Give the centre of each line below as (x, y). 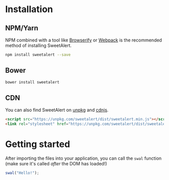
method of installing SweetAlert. (38, 46)
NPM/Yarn (22, 28)
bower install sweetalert (32, 82)
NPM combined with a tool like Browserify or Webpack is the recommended (84, 40)
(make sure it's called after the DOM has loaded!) (56, 164)
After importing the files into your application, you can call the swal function (83, 158)
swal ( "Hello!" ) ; (22, 173)
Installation (29, 9)
